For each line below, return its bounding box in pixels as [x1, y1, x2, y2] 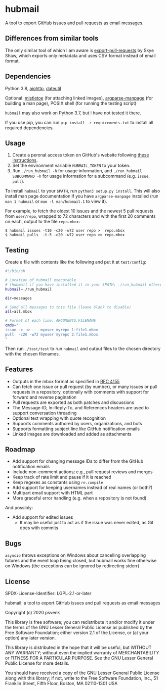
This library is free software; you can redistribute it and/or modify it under [5, 619, 155, 625]
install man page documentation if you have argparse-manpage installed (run [5, 193, 159, 199]
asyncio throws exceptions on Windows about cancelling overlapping [5, 552, 146, 558]
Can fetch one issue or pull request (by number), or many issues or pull [12, 384, 158, 390]
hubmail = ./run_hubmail [5, 287, 52, 292]
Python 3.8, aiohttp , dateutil [5, 85, 62, 91]
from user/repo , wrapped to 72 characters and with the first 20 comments [5, 213, 156, 219]
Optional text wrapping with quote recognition [12, 415, 106, 421]
